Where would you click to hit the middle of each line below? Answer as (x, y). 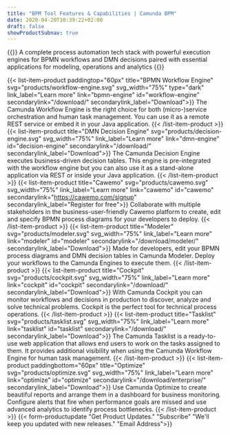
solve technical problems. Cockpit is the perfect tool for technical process (112, 307)
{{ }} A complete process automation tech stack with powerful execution (109, 52)
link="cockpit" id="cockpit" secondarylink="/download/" (88, 285)
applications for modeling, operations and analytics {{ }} (86, 67)
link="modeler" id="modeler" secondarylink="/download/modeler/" (103, 241)
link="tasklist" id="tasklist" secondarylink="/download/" (87, 329)
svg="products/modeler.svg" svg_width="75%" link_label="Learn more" (109, 234)
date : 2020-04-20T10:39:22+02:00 (55, 20)
